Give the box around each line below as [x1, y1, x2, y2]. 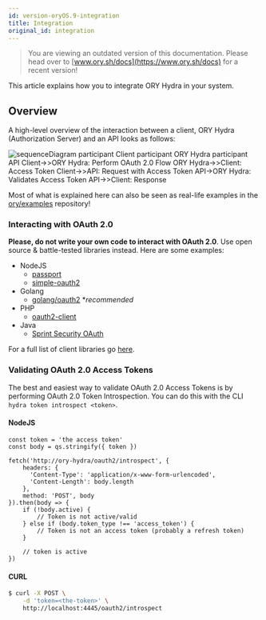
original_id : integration [8, 26, 94, 34]
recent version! [27, 66, 78, 75]
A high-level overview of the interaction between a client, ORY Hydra [8, 126, 235, 135]
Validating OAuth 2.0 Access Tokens [8, 365, 153, 376]
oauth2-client [31, 312, 77, 322]
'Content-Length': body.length [29, 478, 134, 486]
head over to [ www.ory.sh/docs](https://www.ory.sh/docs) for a [27, 57, 238, 66]
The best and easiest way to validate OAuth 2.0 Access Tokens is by [8, 382, 233, 392]
